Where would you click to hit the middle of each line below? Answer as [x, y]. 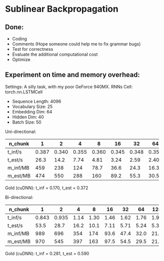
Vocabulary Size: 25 [32, 107]
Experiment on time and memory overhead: [72, 75]
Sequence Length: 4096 [37, 101]
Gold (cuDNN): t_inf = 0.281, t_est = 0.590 [47, 253]
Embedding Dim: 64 [32, 111]
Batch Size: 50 [27, 122]
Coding [20, 39]
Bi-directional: [19, 197]
